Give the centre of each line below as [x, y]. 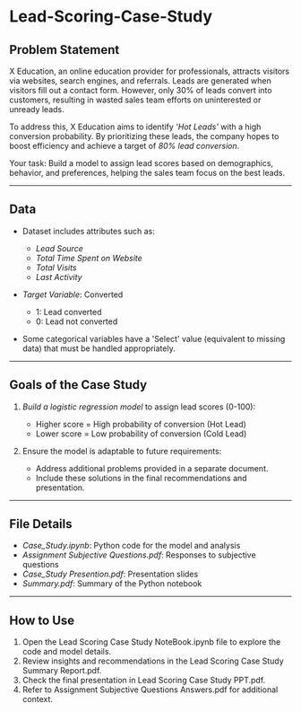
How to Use [42, 620]
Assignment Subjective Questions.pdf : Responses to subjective [139, 555]
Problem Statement [64, 50]
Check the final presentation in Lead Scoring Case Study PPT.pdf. [144, 681]
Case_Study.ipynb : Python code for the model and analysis [131, 546]
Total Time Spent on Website [89, 258]
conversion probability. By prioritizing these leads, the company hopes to [144, 136]
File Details [41, 524]
